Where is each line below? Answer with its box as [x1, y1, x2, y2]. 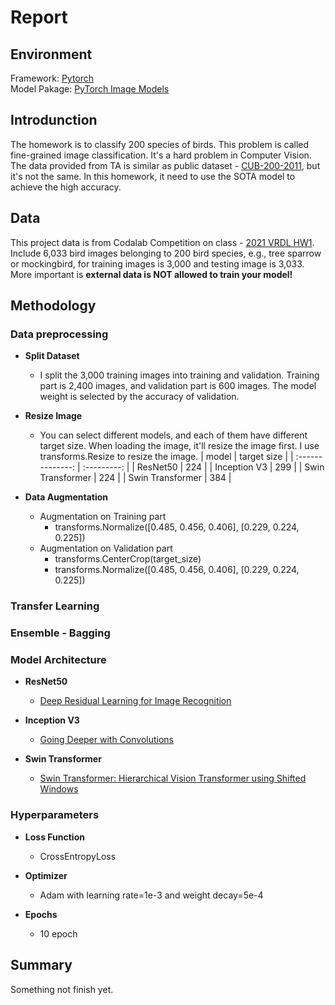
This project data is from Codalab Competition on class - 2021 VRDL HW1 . [10, 236, 315, 248]
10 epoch [39, 927, 78, 940]
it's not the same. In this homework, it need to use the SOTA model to [10, 170, 296, 182]
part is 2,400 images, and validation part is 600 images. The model [39, 380, 317, 392]
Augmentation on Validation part [39, 542, 173, 555]
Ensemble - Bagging [10, 626, 111, 640]
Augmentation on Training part [39, 511, 167, 523]
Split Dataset [24, 350, 80, 362]
